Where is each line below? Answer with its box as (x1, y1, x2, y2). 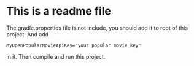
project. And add (6, 30, 49, 38)
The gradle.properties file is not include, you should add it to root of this (6, 24, 188, 31)
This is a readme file (6, 4, 112, 18)
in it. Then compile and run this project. (6, 53, 106, 60)
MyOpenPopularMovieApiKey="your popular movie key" (6, 42, 141, 48)
